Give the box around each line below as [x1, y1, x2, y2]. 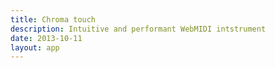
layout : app [10, 42, 60, 53]
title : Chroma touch [10, 14, 97, 25]
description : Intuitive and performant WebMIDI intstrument [10, 24, 267, 34]
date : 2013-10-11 [10, 33, 83, 43]
